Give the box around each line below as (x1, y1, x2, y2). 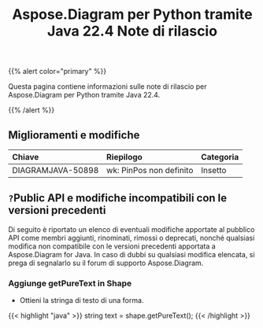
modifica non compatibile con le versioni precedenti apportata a (8, 241, 217, 251)
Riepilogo (106, 152, 143, 162)
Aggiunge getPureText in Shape (8, 278, 132, 289)
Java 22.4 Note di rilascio (46, 22, 218, 40)
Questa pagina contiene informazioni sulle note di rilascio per (8, 82, 207, 91)
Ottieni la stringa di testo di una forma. (19, 296, 144, 305)
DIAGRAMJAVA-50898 (12, 165, 99, 175)
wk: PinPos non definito (106, 165, 194, 175)
